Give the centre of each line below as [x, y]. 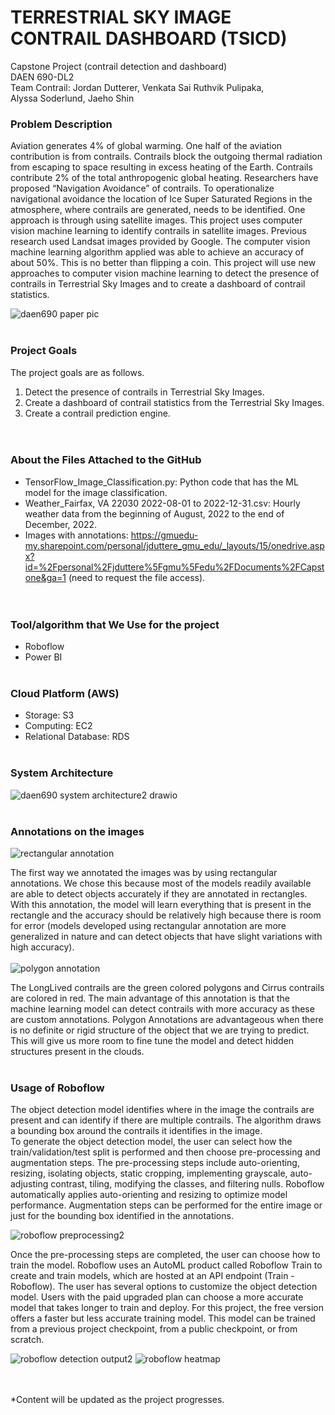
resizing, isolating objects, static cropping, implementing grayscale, [149, 1173]
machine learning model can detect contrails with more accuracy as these [162, 1009]
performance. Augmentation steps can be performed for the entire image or [166, 1205]
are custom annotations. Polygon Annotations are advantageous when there [167, 1020]
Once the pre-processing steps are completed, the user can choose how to [165, 1255]
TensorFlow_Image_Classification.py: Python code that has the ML [161, 482]
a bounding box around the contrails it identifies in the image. [136, 1131]
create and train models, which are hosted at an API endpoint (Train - [152, 1276]
